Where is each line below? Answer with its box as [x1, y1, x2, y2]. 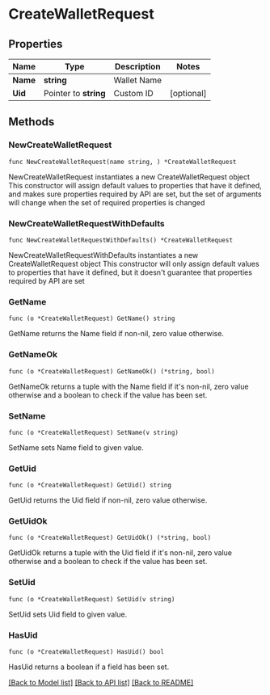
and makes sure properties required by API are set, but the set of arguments [8, 189, 262, 199]
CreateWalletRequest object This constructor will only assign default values [8, 259, 260, 268]
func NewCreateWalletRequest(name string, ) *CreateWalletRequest [8, 158, 237, 166]
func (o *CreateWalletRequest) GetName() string [8, 314, 175, 323]
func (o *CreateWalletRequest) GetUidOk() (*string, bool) [8, 534, 212, 542]
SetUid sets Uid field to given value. [8, 609, 128, 619]
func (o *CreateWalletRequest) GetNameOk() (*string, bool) [8, 367, 216, 376]
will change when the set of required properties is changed [8, 197, 205, 207]
